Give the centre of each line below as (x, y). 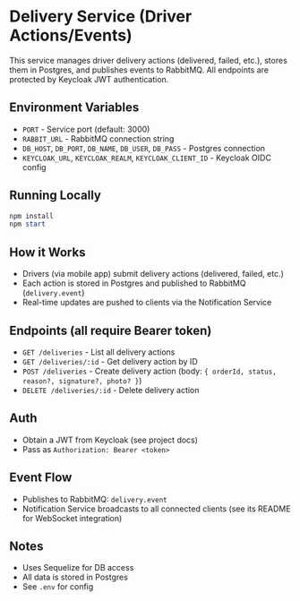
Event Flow (41, 478)
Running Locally (55, 196)
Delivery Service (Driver (101, 17)
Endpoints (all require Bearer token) (111, 330)
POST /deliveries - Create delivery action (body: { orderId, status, (150, 371)
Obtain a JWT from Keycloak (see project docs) (110, 440)
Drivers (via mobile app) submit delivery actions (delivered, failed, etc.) (153, 274)
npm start (28, 224)
